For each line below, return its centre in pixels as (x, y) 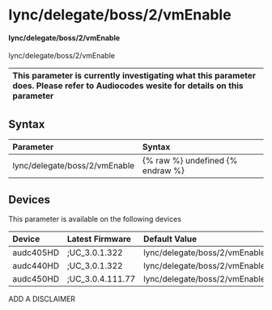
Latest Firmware (99, 239)
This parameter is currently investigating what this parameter (134, 76)
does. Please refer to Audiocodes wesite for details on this (128, 86)
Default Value (170, 239)
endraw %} (163, 171)
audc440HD (36, 266)
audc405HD (36, 253)
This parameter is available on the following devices (95, 219)
